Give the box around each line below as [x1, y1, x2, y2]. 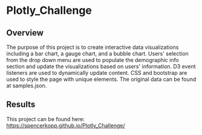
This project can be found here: [6, 115, 85, 122]
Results [6, 99, 36, 110]
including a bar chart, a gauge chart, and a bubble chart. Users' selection [6, 50, 189, 57]
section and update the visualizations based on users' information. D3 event [6, 63, 196, 70]
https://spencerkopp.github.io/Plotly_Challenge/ [6, 122, 125, 129]
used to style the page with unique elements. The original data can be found [6, 76, 197, 83]
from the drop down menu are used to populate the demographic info [6, 57, 180, 63]
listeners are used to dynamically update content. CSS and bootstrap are [6, 69, 187, 76]
